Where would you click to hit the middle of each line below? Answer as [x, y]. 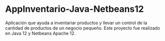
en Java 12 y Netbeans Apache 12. [41, 33]
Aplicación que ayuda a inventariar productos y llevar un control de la [76, 23]
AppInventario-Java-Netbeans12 [75, 9]
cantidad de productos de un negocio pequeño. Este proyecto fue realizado [83, 28]
